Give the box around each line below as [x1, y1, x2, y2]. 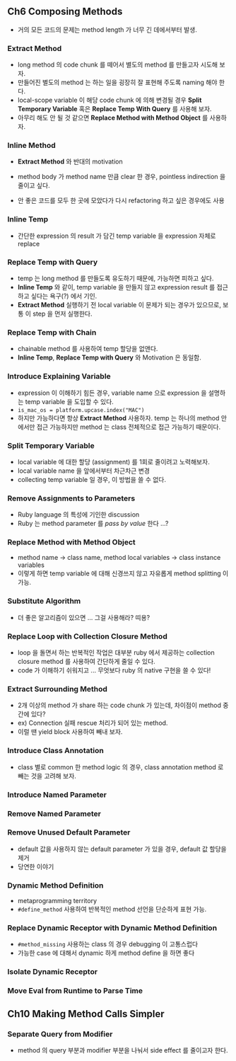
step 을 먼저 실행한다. [33, 309, 93, 318]
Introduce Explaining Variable [7, 372, 111, 382]
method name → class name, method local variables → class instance [17, 554, 221, 562]
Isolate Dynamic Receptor [7, 967, 98, 977]
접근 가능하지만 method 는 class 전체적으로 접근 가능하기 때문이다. [36, 423, 221, 431]
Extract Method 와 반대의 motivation [17, 157, 124, 166]
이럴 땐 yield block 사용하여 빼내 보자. [17, 728, 123, 736]
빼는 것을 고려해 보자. [17, 772, 76, 780]
